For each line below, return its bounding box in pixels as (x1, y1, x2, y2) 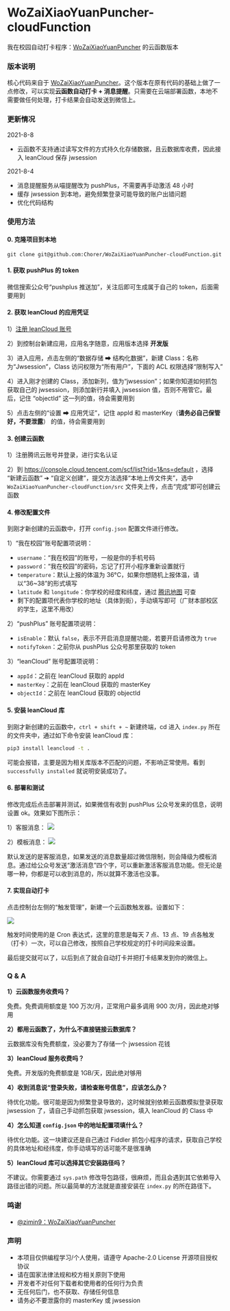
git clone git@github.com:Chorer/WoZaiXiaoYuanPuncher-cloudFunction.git (7, 251, 222, 258)
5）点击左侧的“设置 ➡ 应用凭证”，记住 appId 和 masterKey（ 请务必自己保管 (7, 409, 220, 417)
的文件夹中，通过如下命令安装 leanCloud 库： (7, 731, 136, 739)
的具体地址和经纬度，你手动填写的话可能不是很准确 (7, 1144, 151, 1153)
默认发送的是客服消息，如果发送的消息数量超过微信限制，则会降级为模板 (7, 852, 211, 861)
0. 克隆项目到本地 (7, 235, 57, 244)
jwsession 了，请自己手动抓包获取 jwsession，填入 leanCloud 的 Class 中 (7, 1107, 214, 1115)
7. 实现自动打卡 (7, 886, 49, 895)
